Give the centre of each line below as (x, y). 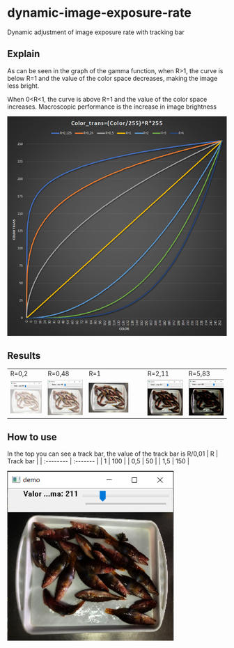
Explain (24, 54)
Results (24, 356)
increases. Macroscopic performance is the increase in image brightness (112, 107)
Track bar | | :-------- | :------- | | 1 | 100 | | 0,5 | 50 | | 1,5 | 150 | (99, 461)
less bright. (23, 86)
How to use (32, 437)
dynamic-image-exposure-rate (99, 13)
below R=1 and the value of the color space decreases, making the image (112, 78)
